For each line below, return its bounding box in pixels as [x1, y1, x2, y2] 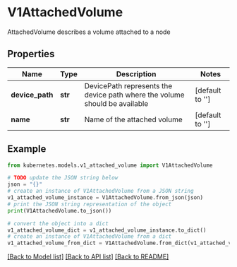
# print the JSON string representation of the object [7, 201, 172, 208]
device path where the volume [84, 90, 185, 100]
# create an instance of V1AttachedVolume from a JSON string [7, 188, 194, 195]
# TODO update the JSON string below [7, 174, 119, 182]
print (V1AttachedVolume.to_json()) [7, 207, 112, 214]
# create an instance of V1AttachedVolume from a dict [7, 233, 172, 240]
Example [7, 143, 47, 155]
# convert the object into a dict [7, 220, 109, 227]
